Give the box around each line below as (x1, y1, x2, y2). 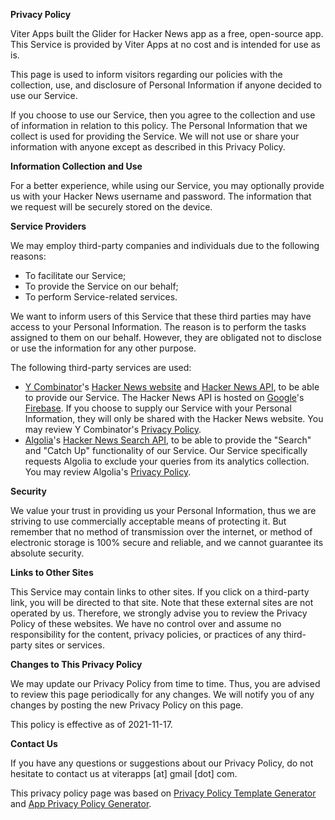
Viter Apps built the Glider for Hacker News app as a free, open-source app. (10, 28, 324, 39)
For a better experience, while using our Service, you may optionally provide (10, 180, 325, 191)
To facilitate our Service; (24, 270, 127, 281)
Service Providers (10, 220, 87, 232)
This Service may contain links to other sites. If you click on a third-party (10, 586, 310, 598)
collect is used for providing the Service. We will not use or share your (10, 130, 300, 142)
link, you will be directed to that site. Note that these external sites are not (10, 597, 314, 608)
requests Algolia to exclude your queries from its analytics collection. (24, 455, 310, 467)
